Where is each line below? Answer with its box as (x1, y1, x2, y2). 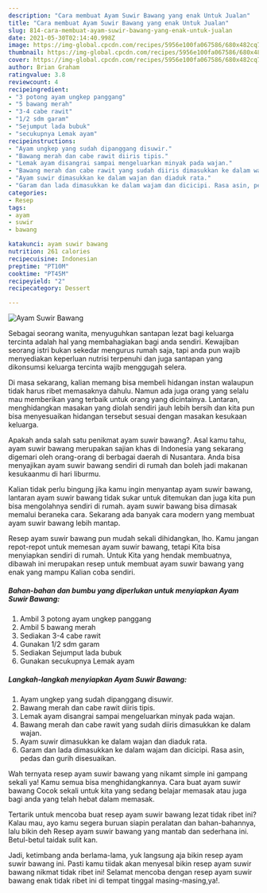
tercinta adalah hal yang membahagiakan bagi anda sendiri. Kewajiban (8, 337, 239, 346)
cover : (8, 56, 30, 64)
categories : (8, 188, 48, 197)
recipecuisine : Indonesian (8, 255, 98, 263)
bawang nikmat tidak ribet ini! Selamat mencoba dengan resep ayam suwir (8, 868, 253, 877)
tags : (8, 203, 26, 211)
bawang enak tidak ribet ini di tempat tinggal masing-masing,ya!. (8, 876, 220, 886)
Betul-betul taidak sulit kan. (8, 835, 98, 845)
